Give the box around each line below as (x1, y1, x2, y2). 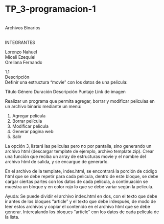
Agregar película (12, 112, 46, 118)
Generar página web (12, 128, 54, 134)
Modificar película (12, 123, 49, 129)
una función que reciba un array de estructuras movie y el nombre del (5, 153, 146, 159)
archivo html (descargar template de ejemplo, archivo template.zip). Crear (5, 148, 154, 154)
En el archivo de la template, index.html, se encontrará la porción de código (5, 168, 158, 174)
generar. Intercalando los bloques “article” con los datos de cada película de (5, 209, 159, 215)
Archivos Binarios (5, 24, 41, 30)
